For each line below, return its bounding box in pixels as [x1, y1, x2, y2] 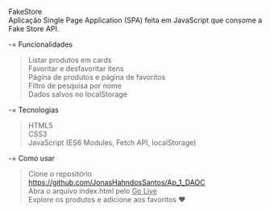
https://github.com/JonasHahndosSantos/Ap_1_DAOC [27, 177, 206, 187]
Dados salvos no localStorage [27, 89, 127, 99]
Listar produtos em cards [27, 56, 112, 64]
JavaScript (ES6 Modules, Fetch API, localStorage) [27, 138, 197, 148]
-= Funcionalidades [8, 39, 73, 49]
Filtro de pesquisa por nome [27, 81, 123, 90]
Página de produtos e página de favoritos [27, 73, 166, 81]
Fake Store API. [8, 24, 60, 33]
